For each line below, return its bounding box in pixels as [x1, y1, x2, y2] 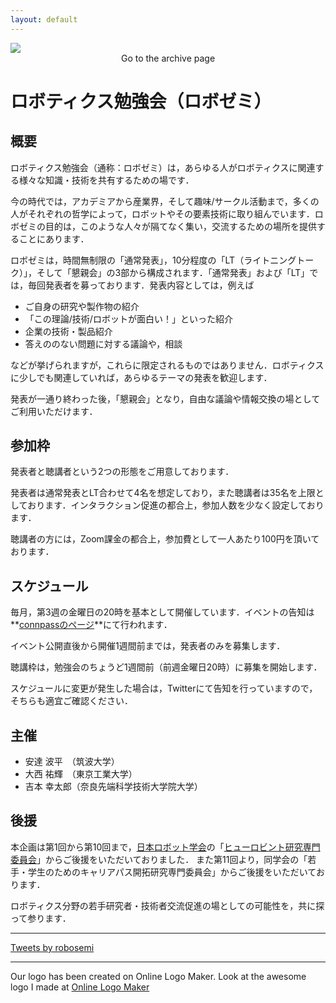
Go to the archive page [120, 52, 216, 64]
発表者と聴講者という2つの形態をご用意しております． [10, 466, 235, 478]
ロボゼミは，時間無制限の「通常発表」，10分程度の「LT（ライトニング [10, 254, 297, 266]
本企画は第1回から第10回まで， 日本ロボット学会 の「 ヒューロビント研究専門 [10, 841, 321, 853]
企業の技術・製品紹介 [24, 325, 113, 337]
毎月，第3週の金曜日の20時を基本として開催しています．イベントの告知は [10, 606, 315, 618]
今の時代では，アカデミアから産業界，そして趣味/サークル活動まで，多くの [10, 195, 320, 207]
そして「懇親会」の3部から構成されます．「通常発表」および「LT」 [36, 266, 310, 278]
